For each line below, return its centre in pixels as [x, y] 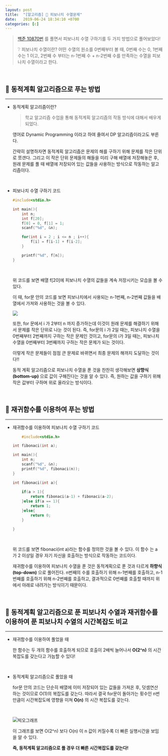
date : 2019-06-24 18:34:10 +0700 [42, 19]
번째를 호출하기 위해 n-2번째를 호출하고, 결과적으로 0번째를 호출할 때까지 [83, 579]
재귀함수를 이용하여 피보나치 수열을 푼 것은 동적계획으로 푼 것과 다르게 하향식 [87, 566]
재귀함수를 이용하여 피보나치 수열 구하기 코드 [56, 427]
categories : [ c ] [22, 24]
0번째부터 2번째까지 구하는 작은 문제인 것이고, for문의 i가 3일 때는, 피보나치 [86, 336]
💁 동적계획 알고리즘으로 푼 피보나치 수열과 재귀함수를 [81, 612]
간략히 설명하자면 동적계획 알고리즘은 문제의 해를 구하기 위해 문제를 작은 [82, 152]
